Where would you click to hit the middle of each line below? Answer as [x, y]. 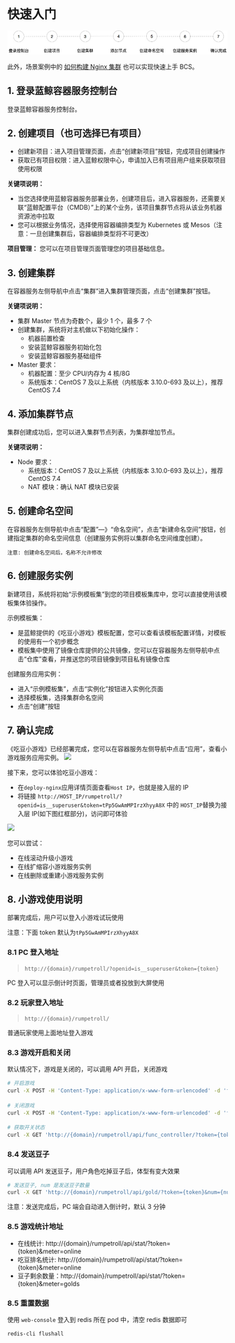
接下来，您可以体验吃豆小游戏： [53, 772]
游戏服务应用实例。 [35, 757]
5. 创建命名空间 [40, 511]
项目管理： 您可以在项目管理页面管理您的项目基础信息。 [88, 249]
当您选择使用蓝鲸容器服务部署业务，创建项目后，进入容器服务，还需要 [119, 199]
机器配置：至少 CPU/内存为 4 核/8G [79, 374]
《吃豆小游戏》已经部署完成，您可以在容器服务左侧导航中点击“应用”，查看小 [117, 749]
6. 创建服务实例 [40, 576]
